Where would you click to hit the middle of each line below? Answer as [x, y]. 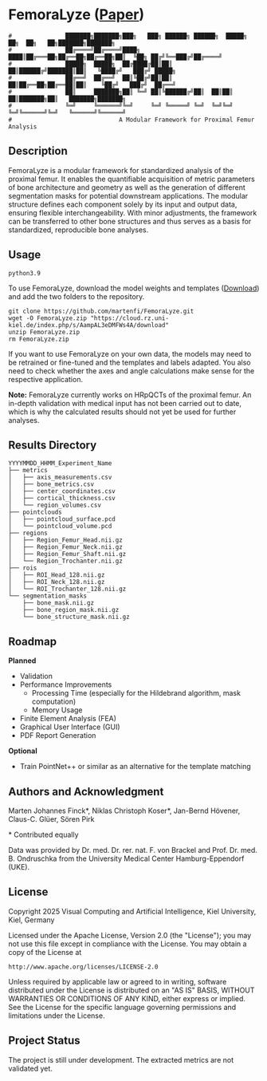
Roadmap [33, 641]
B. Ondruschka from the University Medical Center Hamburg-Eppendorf [126, 858]
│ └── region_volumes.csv [55, 505]
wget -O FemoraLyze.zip [48, 318]
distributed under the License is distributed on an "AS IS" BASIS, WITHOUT [132, 990]
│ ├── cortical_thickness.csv [62, 499]
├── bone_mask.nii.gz [58, 603]
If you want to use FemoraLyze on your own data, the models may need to [130, 353]
